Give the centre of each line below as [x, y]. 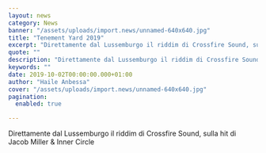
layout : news [30, 15]
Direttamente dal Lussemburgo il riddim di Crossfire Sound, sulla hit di [122, 134]
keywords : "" [30, 67]
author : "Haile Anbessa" [49, 82]
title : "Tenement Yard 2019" [56, 38]
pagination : [28, 97]
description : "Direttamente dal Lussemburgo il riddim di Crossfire [123, 60]
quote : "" [25, 52]
